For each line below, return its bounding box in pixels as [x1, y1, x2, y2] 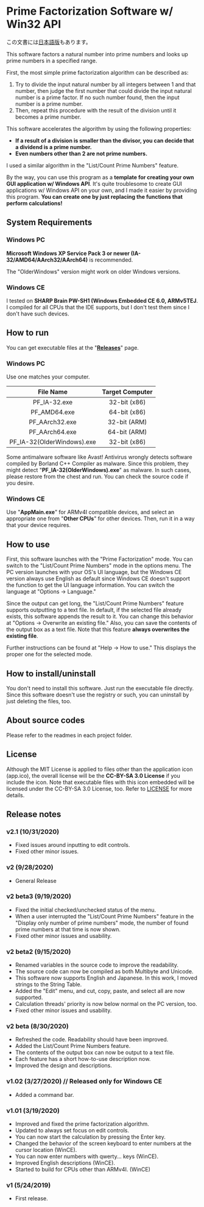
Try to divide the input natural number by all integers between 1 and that [15, 81, 196, 88]
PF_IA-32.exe [32, 398, 73, 407]
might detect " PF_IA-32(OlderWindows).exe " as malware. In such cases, [6, 467, 192, 474]
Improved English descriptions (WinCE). [15, 1159, 116, 1167]
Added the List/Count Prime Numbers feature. [15, 1043, 131, 1050]
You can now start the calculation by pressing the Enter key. [15, 1133, 166, 1141]
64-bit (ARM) [107, 428, 147, 437]
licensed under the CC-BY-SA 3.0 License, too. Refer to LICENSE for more [6, 784, 192, 792]
